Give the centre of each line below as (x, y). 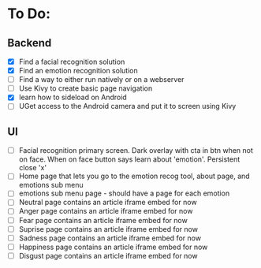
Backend (30, 43)
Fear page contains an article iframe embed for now (103, 220)
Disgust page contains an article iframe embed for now (108, 255)
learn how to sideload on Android (73, 97)
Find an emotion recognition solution (78, 71)
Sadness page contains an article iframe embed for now (110, 238)
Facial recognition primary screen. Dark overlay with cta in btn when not (136, 151)
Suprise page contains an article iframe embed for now (108, 229)
